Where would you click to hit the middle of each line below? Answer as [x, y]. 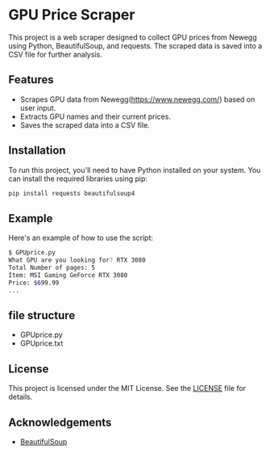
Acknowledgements [60, 422]
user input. [38, 107]
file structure [42, 315]
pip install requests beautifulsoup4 [72, 193]
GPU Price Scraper [72, 15]
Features [31, 80]
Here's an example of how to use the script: [81, 238]
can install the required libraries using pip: [78, 179]
